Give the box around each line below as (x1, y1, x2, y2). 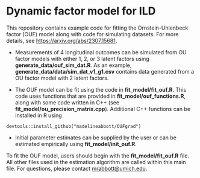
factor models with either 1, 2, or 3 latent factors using (14, 55, 149, 62)
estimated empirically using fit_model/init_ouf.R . (14, 140, 137, 147)
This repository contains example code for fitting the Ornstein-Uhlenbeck (6, 24, 189, 31)
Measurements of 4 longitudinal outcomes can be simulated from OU (14, 48, 187, 56)
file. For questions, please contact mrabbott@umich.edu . (6, 165, 148, 172)
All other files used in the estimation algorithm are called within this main (6, 158, 186, 165)
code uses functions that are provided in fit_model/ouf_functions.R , (14, 92, 186, 100)
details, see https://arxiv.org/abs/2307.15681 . (6, 37, 117, 44)
